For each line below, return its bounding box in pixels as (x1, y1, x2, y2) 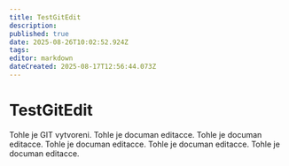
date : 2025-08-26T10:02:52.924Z (9, 37, 129, 47)
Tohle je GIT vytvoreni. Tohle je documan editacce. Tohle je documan (9, 129, 262, 140)
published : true (9, 29, 69, 38)
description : (9, 21, 58, 30)
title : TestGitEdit (9, 12, 82, 22)
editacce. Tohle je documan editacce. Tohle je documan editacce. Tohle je (9, 139, 281, 149)
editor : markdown (9, 54, 74, 63)
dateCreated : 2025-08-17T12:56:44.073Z (9, 63, 157, 72)
